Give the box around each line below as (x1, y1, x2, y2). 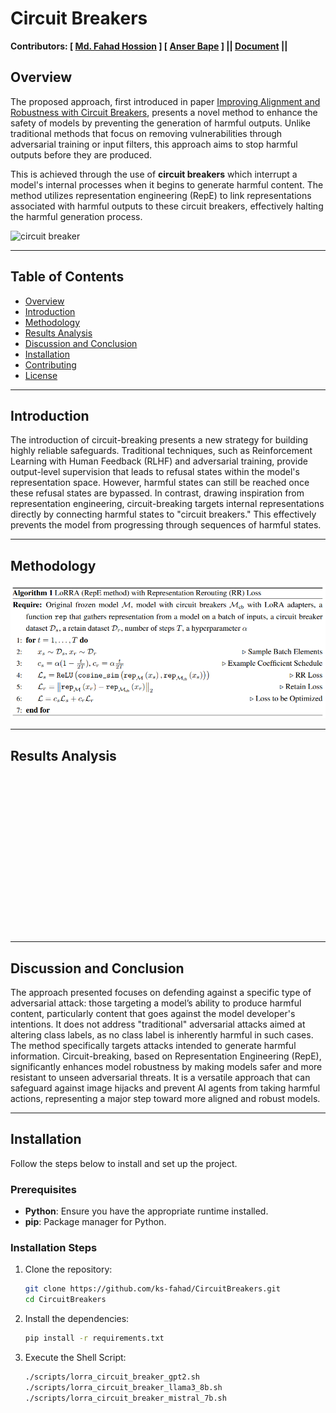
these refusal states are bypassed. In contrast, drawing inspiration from (10, 487, 305, 499)
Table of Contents (10, 268, 125, 286)
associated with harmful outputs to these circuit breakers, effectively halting (10, 200, 324, 212)
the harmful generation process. (10, 210, 143, 222)
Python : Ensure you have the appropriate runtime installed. (24, 1205, 269, 1217)
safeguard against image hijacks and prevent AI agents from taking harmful (10, 1082, 321, 1094)
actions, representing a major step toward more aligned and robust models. (10, 1092, 321, 1104)
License (24, 369, 58, 381)
